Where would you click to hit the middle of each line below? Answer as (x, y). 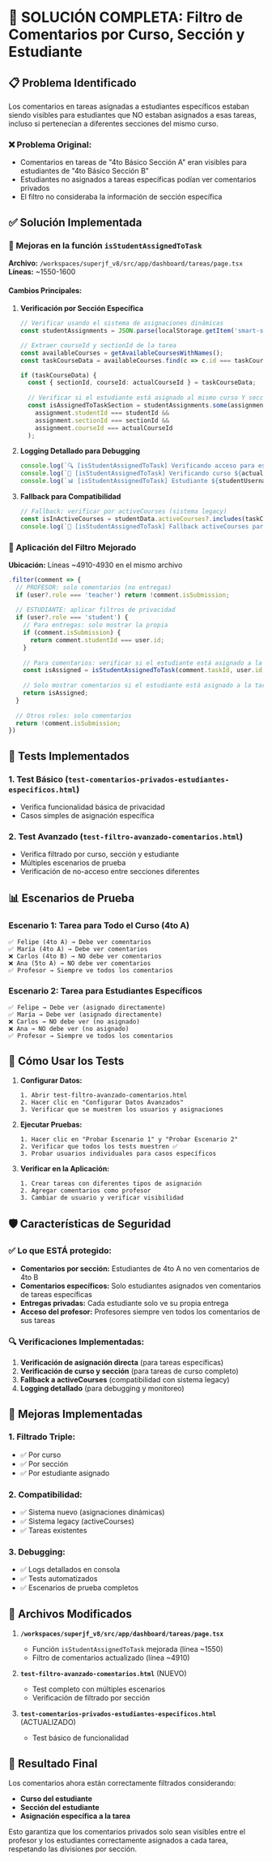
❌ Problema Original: (50, 144)
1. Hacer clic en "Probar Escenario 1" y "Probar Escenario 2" (129, 1140)
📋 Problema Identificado (72, 82)
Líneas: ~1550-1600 (42, 271)
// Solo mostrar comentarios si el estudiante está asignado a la (137, 686)
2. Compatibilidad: (45, 1494)
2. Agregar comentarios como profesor (85, 1191)
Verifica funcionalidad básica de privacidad (92, 807)
